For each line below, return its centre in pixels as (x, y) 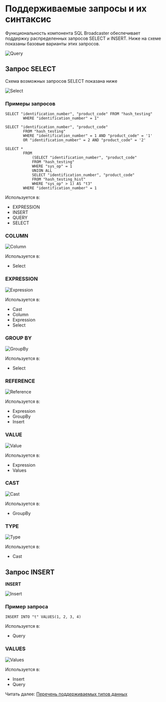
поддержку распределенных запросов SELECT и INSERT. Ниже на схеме (83, 38)
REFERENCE (20, 381)
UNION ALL (42, 171)
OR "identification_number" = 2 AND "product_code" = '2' (84, 140)
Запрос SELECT (31, 69)
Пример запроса (27, 606)
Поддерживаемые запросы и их (76, 9)
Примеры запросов (30, 104)
